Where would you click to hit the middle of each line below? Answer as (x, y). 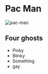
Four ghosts (24, 38)
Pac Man (23, 9)
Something (23, 61)
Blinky (19, 55)
